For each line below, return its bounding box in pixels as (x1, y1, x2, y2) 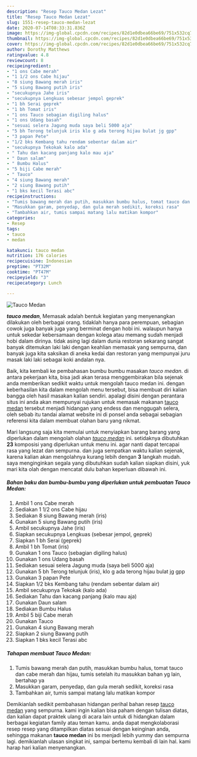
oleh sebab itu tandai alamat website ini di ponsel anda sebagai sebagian (6, 410, 183, 418)
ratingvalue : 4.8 (6, 52, 49, 58)
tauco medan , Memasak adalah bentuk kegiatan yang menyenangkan (6, 312, 175, 319)
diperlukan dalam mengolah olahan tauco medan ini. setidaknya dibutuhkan (6, 434, 189, 441)
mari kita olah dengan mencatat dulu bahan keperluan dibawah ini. (6, 465, 167, 472)
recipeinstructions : (6, 193, 57, 199)
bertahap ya (15, 677, 44, 684)
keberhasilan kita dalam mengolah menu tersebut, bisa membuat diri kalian (6, 386, 187, 393)
